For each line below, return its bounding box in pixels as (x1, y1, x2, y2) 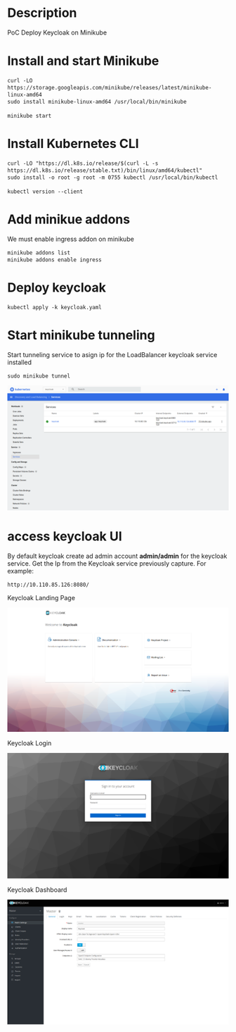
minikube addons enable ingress (7, 256, 102, 263)
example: (7, 567, 34, 576)
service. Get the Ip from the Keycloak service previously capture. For (7, 559, 206, 568)
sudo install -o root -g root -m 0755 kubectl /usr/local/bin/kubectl (7, 174, 218, 181)
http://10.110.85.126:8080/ (7, 581, 90, 589)
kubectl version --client (7, 188, 83, 195)
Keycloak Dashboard (7, 885, 67, 894)
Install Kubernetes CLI (7, 136, 139, 152)
